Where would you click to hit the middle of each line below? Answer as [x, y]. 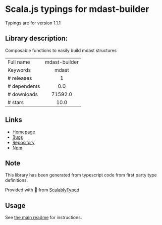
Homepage [24, 132]
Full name [19, 62]
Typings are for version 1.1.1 [33, 23]
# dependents [24, 86]
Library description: [36, 38]
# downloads [23, 94]
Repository [23, 142]
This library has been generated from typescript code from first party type [81, 175]
